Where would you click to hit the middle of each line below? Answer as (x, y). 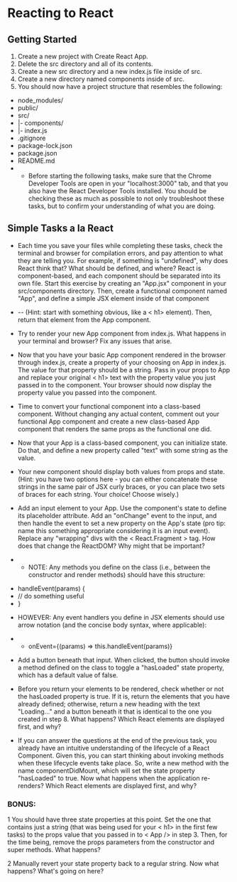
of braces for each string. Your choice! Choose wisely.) (98, 494)
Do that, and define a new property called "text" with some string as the (123, 450)
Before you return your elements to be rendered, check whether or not (121, 689)
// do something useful (51, 596)
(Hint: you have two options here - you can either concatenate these (117, 479)
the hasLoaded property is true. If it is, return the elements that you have (124, 696)
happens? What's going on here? (56, 871)
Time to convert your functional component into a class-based (109, 406)
